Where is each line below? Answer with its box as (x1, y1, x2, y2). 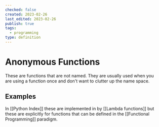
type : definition (5, 35, 41, 40)
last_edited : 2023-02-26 (5, 16, 56, 21)
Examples (5, 92, 36, 101)
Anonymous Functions (5, 57, 100, 67)
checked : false (5, 7, 37, 12)
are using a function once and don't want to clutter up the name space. (5, 78, 150, 84)
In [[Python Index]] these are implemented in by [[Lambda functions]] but (5, 105, 155, 112)
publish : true (5, 21, 35, 26)
